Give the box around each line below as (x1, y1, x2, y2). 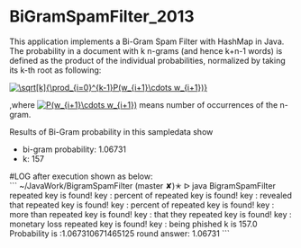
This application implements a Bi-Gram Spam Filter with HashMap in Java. (9, 36, 285, 47)
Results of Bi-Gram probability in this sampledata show (9, 126, 214, 137)
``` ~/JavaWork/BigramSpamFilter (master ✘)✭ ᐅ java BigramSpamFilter (9, 180, 277, 190)
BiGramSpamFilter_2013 (9, 6, 196, 27)
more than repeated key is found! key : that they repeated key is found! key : (9, 208, 292, 219)
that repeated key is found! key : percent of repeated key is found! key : (9, 199, 275, 210)
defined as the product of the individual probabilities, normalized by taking (9, 55, 286, 66)
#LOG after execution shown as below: (9, 171, 153, 182)
